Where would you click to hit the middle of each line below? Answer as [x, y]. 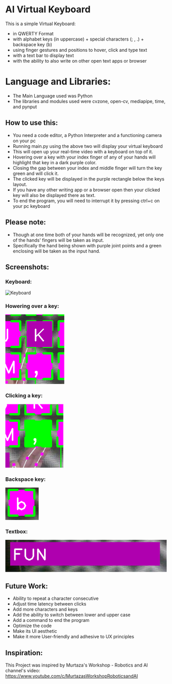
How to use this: [32, 123]
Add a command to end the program [51, 620]
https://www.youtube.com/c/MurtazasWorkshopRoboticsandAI [72, 676]
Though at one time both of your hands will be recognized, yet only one [88, 234]
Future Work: [27, 586]
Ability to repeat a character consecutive [56, 598]
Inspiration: [24, 653]
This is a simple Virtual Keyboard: [40, 24]
